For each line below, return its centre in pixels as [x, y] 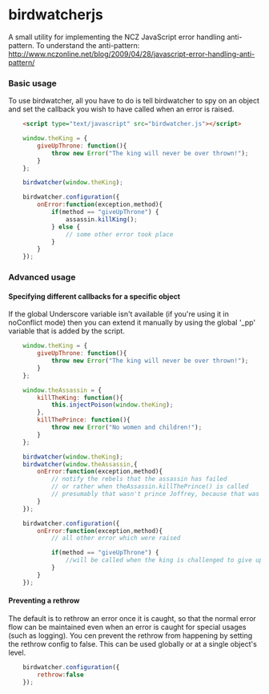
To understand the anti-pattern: [88, 45]
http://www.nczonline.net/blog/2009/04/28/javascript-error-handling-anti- [132, 54]
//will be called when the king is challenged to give [159, 560]
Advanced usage [42, 277]
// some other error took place [119, 234]
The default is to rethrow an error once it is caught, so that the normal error [132, 618]
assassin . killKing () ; [101, 219]
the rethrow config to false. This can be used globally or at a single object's [133, 644]
